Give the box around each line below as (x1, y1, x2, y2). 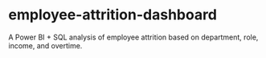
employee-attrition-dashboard (8, 6, 217, 24)
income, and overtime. (8, 40, 83, 50)
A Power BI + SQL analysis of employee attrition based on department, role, (8, 32, 259, 42)
